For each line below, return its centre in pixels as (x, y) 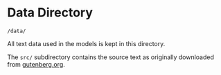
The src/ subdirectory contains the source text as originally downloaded (111, 57)
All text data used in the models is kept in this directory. (86, 43)
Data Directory (50, 13)
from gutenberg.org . (36, 64)
